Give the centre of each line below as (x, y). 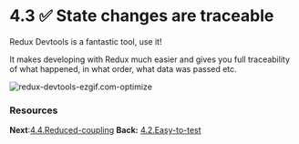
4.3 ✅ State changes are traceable (142, 16)
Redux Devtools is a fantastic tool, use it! (86, 41)
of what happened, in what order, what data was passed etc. (123, 68)
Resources (34, 110)
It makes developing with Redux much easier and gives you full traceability (149, 59)
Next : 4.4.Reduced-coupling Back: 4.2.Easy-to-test (106, 130)
